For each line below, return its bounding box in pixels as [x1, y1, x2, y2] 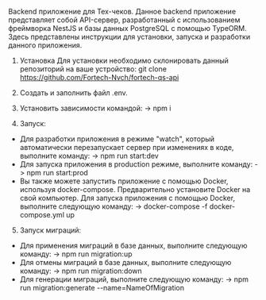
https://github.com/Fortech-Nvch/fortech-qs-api [19, 73, 179, 82]
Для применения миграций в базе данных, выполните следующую [19, 241, 248, 250]
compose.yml [19, 210, 65, 219]
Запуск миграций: [19, 225, 82, 235]
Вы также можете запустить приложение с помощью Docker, [19, 176, 229, 186]
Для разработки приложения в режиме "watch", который [19, 134, 215, 144]
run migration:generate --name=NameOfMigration [19, 283, 185, 292]
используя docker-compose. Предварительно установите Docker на [19, 185, 251, 194]
